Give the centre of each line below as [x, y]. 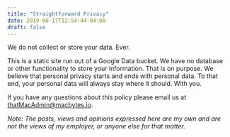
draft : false [27, 27]
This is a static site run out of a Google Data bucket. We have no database [115, 61]
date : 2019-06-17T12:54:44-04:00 [57, 21]
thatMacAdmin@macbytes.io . [50, 105]
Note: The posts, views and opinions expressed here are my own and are [114, 119]
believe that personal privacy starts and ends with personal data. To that [113, 76]
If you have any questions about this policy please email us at [97, 97]
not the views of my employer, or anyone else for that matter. [97, 126]
